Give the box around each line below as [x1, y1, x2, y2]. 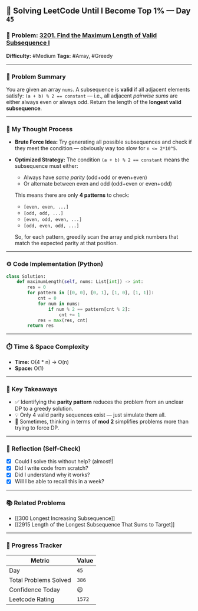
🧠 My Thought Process [6, 125, 73, 133]
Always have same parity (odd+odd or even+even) [23, 174, 147, 181]
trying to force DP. [14, 424, 60, 431]
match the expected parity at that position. [14, 240, 118, 247]
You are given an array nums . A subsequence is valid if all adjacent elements [6, 86, 190, 93]
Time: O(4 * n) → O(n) [14, 358, 70, 365]
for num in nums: [37, 301, 81, 307]
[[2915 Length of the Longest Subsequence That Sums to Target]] [14, 521, 175, 528]
